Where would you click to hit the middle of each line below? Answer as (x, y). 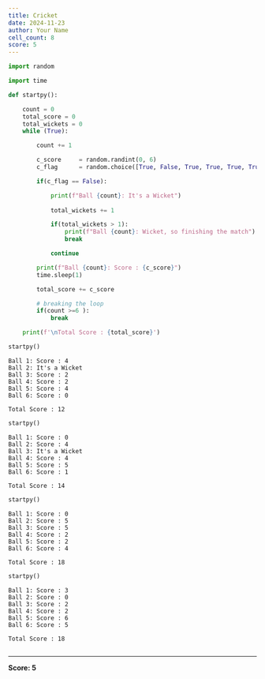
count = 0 (39, 109)
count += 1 (54, 146)
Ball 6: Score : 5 (38, 625)
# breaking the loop (70, 304)
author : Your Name (38, 30)
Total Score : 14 (37, 486)
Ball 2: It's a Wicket (45, 368)
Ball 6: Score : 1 (38, 472)
